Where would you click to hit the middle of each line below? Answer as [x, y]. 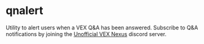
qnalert [24, 11]
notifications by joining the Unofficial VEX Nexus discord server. [86, 34]
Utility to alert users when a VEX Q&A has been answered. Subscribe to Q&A [102, 28]
